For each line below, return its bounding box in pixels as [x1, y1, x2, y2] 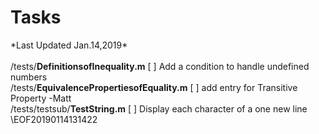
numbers [10, 71, 48, 83]
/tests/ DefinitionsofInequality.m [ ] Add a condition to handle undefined [10, 60, 310, 72]
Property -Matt [10, 92, 72, 104]
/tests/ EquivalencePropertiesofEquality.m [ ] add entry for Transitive [10, 81, 298, 93]
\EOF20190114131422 [10, 113, 98, 125]
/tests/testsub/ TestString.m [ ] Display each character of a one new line [10, 102, 308, 115]
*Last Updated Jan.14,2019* [10, 39, 128, 51]
